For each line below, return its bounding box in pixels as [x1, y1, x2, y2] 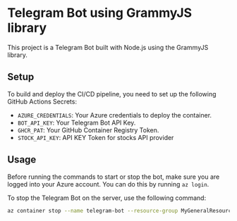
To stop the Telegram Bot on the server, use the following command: [7, 194, 207, 202]
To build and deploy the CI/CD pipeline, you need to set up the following [7, 89, 217, 98]
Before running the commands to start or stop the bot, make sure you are [7, 172, 220, 181]
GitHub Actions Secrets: [7, 97, 78, 106]
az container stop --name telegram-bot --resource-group [7, 207, 178, 214]
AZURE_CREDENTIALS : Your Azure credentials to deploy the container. [17, 110, 212, 119]
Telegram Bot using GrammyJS [7, 5, 193, 21]
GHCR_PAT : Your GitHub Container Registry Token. [17, 125, 159, 134]
